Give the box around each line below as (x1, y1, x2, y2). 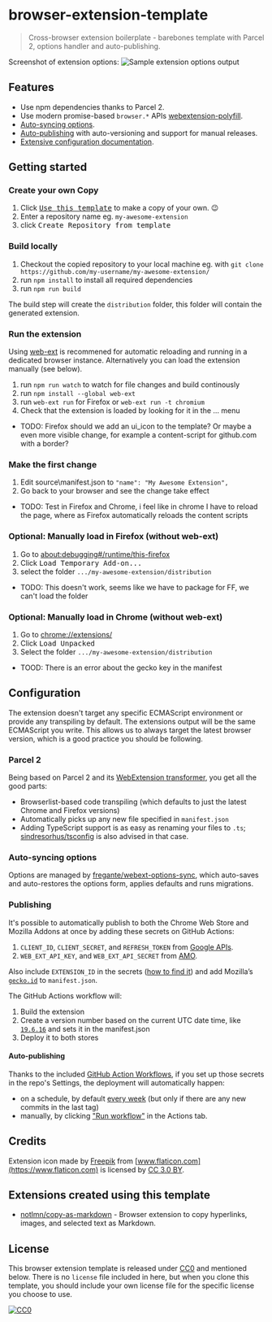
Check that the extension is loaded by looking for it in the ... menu (19, 406, 241, 415)
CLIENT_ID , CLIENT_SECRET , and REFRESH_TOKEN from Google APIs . (19, 941, 234, 952)
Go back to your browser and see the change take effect (19, 486, 209, 496)
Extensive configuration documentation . (19, 137, 154, 146)
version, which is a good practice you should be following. (8, 733, 203, 743)
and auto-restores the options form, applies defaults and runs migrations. (8, 879, 254, 889)
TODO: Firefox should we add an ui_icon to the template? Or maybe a (19, 421, 252, 432)
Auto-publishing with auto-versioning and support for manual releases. (19, 128, 258, 137)
